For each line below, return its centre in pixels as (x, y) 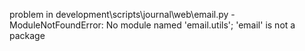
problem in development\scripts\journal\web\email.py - (122, 14)
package (27, 35)
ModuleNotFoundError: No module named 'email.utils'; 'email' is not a (152, 25)
